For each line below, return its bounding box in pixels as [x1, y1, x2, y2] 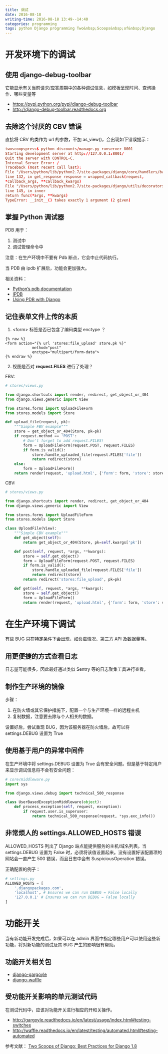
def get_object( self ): [14, 536, 61, 541]
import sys [5, 781, 28, 786]
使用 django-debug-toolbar [5, 71, 91, 79]
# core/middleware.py [5, 777, 50, 782]
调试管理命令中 [12, 244, 43, 250]
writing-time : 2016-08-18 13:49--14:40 [5, 17, 88, 22]
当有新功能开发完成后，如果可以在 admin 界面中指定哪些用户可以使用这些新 [5, 935, 161, 941]
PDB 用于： [5, 227, 29, 233]
